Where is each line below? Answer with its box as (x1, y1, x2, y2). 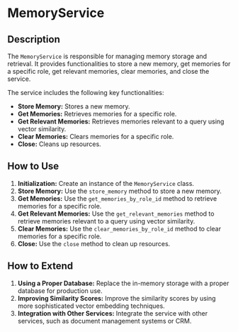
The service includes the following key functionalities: (7, 89, 164, 96)
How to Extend (7, 260, 73, 272)
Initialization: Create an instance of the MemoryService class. (17, 179, 195, 187)
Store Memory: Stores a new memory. (17, 102, 130, 111)
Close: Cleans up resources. (17, 140, 101, 148)
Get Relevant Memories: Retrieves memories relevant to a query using (17, 117, 225, 126)
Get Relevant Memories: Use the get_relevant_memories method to (17, 209, 215, 218)
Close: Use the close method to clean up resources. (17, 239, 171, 248)
